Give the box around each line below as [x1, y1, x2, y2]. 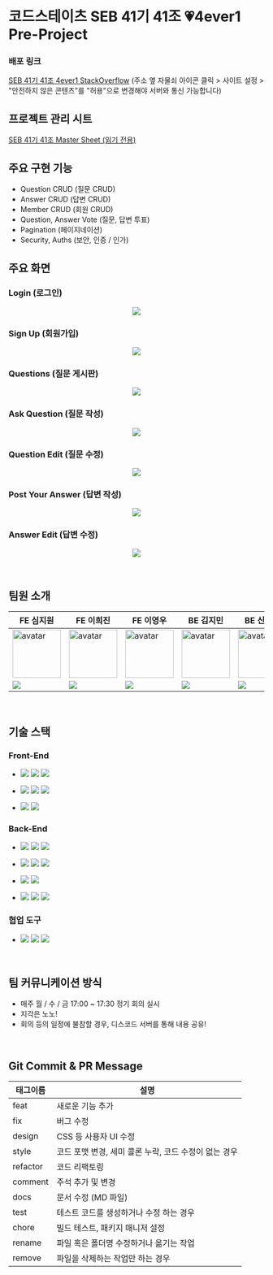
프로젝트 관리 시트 [8, 111, 93, 126]
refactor [12, 1161, 43, 1173]
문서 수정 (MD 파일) [56, 1192, 128, 1203]
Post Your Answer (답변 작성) [8, 488, 122, 500]
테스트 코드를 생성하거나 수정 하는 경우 [56, 1208, 195, 1219]
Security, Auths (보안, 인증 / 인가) [19, 235, 129, 245]
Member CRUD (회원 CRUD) [19, 205, 114, 215]
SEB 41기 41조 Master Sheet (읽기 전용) [8, 135, 136, 145]
